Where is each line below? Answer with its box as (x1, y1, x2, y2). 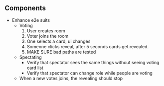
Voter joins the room (26, 33, 69, 39)
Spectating (19, 54, 42, 60)
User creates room (26, 27, 65, 34)
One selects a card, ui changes (26, 38, 91, 44)
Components (4, 4, 46, 12)
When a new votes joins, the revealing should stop (19, 75, 123, 81)
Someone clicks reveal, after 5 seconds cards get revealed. (26, 43, 149, 49)
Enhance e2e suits (11, 17, 50, 23)
